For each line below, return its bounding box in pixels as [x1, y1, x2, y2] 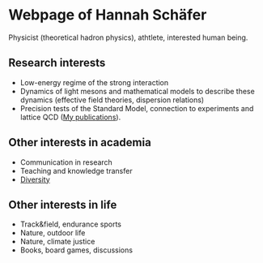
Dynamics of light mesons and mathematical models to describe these [19, 86, 255, 96]
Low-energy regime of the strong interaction [19, 77, 169, 87]
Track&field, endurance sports [19, 219, 122, 229]
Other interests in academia [8, 136, 151, 149]
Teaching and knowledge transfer [19, 166, 133, 175]
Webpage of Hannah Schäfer [8, 6, 207, 24]
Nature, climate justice [19, 237, 95, 247]
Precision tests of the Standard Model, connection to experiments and [19, 103, 254, 113]
